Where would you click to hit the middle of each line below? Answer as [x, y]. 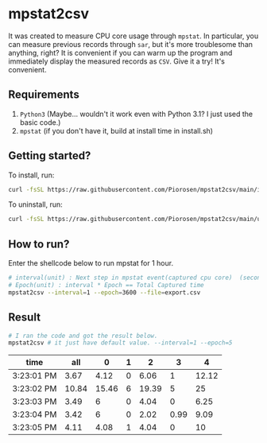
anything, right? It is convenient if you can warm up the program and [120, 52]
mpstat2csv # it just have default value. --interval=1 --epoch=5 [120, 343]
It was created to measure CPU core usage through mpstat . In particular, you [133, 36]
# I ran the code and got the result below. [83, 336]
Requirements [44, 95]
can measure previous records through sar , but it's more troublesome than [130, 44]
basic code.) [40, 122]
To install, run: [31, 175]
